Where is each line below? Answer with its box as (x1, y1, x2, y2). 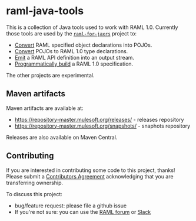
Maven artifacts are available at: (6, 105, 84, 112)
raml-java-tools (6, 4, 84, 18)
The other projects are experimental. (6, 71, 95, 79)
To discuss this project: (6, 190, 63, 197)
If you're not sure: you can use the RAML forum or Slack (14, 208, 151, 215)
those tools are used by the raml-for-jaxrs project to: (6, 30, 137, 37)
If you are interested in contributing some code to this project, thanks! (6, 167, 175, 174)
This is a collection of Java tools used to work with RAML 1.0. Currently (6, 24, 178, 31)
